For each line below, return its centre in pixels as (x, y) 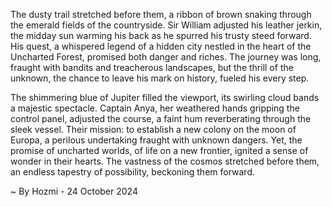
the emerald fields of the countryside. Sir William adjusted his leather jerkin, (166, 25)
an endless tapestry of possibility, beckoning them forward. (133, 172)
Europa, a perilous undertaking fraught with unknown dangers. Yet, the (156, 140)
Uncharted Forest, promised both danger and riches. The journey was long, (166, 57)
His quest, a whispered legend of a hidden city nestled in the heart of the (161, 46)
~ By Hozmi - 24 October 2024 (74, 191)
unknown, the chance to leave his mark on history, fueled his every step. (160, 78)
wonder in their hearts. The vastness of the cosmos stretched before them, (165, 161)
